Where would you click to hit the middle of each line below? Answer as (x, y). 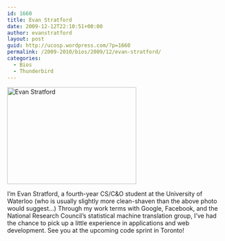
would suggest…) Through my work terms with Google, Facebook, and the (112, 208)
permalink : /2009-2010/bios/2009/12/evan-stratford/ (84, 52)
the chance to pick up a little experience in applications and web (98, 223)
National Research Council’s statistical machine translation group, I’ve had (112, 216)
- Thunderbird (33, 71)
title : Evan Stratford (40, 20)
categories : (24, 59)
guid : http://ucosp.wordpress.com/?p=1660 (69, 45)
